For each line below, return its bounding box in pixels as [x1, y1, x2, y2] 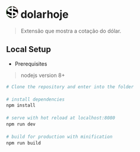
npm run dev [6, 121, 36, 127]
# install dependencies [6, 96, 65, 102]
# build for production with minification [6, 134, 113, 140]
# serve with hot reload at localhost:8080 [6, 115, 116, 121]
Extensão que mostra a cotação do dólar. [20, 27, 122, 34]
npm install [6, 102, 36, 109]
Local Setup [6, 44, 52, 54]
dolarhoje [20, 8, 69, 21]
